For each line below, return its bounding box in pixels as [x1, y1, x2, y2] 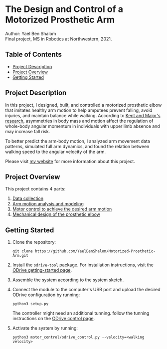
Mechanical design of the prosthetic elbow [12, 211, 101, 217]
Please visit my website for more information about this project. [5, 158, 136, 164]
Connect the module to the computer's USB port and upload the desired [12, 287, 161, 293]
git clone [12, 249, 33, 254]
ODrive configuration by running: [12, 292, 80, 298]
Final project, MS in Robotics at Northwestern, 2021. [5, 36, 112, 42]
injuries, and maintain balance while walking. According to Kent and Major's [5, 112, 161, 118]
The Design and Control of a [5, 3, 124, 15]
